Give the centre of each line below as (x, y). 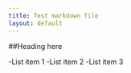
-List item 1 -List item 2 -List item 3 (66, 62)
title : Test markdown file (53, 16)
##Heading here (35, 46)
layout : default (35, 23)
